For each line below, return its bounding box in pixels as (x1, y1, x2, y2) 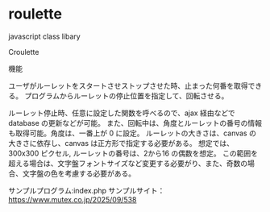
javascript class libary (8, 31, 81, 41)
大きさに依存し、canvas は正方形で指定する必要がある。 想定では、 (8, 138, 234, 148)
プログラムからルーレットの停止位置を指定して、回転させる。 (23, 90, 229, 101)
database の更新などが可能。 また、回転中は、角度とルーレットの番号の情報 (8, 118, 262, 127)
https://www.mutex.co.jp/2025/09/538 (8, 194, 137, 204)
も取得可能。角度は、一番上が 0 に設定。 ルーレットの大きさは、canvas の (8, 128, 256, 138)
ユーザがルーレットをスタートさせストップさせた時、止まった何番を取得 (8, 81, 248, 90)
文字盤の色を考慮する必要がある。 (22, 168, 135, 178)
